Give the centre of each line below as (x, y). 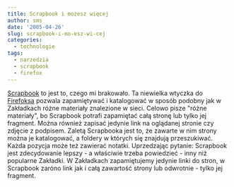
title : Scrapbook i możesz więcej (58, 14)
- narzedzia (31, 60)
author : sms (25, 20)
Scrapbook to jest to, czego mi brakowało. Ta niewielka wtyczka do (105, 93)
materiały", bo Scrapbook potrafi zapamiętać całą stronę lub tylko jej (107, 115)
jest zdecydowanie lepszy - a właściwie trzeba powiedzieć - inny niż (107, 153)
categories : (25, 40)
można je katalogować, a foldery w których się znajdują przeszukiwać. (110, 138)
